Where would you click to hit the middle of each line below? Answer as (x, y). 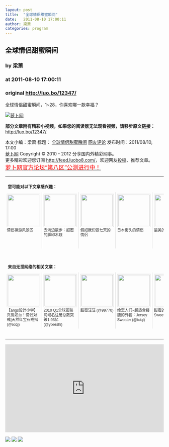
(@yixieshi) (53, 324)
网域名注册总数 (57, 315)
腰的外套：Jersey (132, 315)
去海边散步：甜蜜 (59, 230)
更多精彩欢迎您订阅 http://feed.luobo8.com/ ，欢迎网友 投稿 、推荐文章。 (79, 160)
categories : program (27, 29)
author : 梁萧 (18, 24)
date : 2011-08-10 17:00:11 (36, 19)
